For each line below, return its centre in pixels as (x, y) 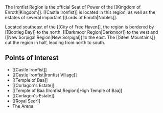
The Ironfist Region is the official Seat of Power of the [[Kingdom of (73, 7)
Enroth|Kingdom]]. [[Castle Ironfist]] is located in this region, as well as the (80, 12)
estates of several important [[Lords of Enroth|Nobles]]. (61, 17)
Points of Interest (32, 58)
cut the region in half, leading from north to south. (55, 43)
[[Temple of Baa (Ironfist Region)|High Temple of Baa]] (67, 90)
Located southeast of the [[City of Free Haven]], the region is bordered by (80, 27)
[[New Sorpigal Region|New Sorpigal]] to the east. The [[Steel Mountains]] (80, 37)
